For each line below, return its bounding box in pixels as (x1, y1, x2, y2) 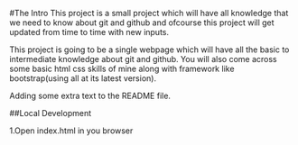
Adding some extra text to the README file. (9, 90, 172, 101)
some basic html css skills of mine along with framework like (9, 63, 235, 74)
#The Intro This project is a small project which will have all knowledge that (9, 8, 289, 18)
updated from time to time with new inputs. (9, 27, 170, 37)
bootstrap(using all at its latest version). (9, 73, 156, 84)
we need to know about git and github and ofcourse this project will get (9, 17, 275, 28)
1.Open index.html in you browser (9, 125, 134, 136)
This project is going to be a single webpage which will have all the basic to (9, 44, 290, 55)
